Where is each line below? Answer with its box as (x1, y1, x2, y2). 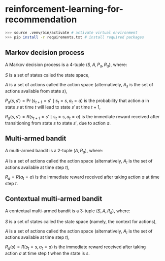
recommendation (5, 14, 77, 25)
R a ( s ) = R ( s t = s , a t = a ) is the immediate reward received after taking (5, 244, 146, 251)
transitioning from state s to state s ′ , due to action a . (5, 120, 111, 126)
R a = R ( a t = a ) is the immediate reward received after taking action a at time (5, 174, 160, 181)
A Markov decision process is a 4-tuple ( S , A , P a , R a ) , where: (5, 62, 127, 68)
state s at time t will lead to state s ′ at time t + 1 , (5, 104, 101, 110)
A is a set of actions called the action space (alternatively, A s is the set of (5, 82, 154, 89)
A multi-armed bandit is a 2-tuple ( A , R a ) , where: (5, 147, 103, 155)
